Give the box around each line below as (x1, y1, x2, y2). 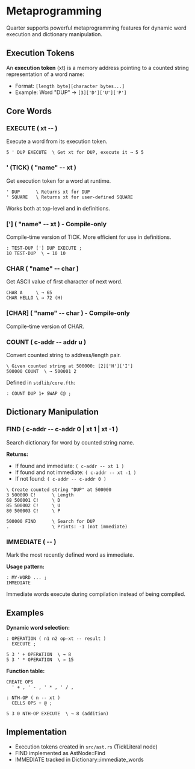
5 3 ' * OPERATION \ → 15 (6, 656, 74, 663)
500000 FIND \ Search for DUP (6, 518, 96, 524)
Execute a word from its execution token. (6, 138, 108, 145)
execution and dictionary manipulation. (6, 30, 103, 37)
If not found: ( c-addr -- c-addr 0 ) (14, 475, 107, 482)
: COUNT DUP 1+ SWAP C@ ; (6, 390, 71, 396)
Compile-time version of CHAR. (6, 323, 84, 330)
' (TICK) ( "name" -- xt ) (6, 163, 76, 172)
